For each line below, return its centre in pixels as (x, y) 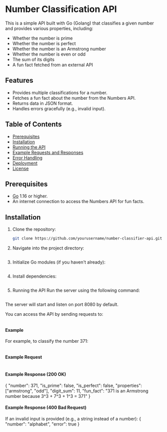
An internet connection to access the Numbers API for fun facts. (78, 201)
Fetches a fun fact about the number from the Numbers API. (74, 98)
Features (19, 80)
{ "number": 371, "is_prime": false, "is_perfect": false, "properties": (74, 385)
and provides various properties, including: (49, 28)
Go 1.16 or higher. (30, 196)
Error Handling (27, 158)
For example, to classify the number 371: (47, 341)
